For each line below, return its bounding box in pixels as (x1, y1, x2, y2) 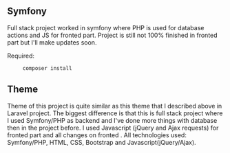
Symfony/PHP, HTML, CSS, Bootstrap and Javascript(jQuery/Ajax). (7, 138, 196, 146)
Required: (7, 51, 35, 60)
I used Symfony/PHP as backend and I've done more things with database (7, 116, 218, 124)
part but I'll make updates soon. (7, 38, 97, 47)
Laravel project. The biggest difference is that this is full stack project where (7, 109, 223, 117)
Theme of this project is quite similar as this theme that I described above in (7, 102, 222, 110)
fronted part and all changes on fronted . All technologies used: (7, 130, 187, 139)
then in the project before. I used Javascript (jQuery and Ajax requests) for (7, 123, 219, 132)
